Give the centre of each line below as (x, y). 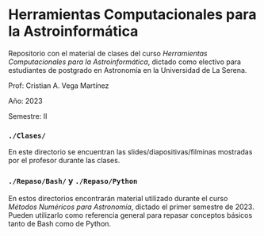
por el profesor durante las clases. (64, 161)
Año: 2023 (25, 101)
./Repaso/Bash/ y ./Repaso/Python (73, 181)
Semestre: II (28, 116)
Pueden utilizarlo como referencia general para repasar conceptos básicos (130, 215)
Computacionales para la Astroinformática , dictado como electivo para (125, 62)
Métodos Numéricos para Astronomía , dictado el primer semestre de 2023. (132, 207)
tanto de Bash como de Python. (60, 223)
